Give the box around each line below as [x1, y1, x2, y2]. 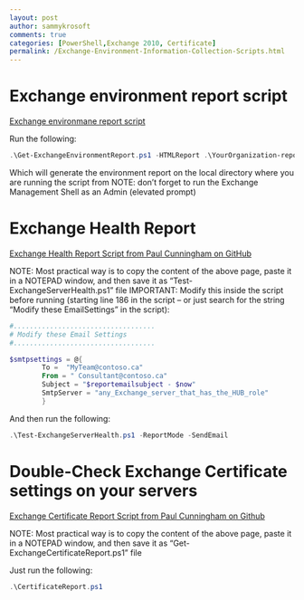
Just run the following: [9, 565, 93, 576]
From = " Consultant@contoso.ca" [42, 372, 168, 381]
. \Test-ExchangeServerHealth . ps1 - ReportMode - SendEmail [9, 431, 229, 440]
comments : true [9, 30, 67, 39]
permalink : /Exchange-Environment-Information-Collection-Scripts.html [9, 47, 285, 56]
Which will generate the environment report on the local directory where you [9, 167, 294, 177]
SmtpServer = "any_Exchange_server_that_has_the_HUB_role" [42, 388, 270, 397]
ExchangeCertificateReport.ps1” [9, 547, 128, 557]
